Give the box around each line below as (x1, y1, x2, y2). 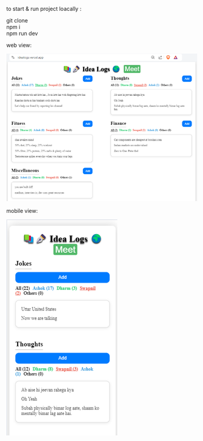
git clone (6, 17, 28, 24)
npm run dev (6, 30, 38, 37)
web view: (6, 42, 32, 49)
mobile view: (6, 207, 38, 215)
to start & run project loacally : (6, 5, 82, 12)
